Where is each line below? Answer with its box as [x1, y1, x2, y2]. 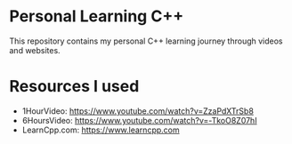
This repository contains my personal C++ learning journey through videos [9, 36, 283, 46]
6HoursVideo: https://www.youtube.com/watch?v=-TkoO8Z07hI [21, 115, 257, 125]
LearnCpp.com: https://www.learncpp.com [21, 124, 180, 135]
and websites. [9, 44, 61, 55]
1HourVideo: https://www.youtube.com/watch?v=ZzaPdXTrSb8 [21, 105, 254, 116]
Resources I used [9, 76, 140, 97]
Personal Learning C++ [9, 6, 184, 27]
